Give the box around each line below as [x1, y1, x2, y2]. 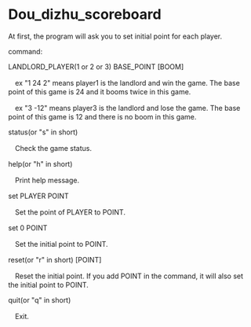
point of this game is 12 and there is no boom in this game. [8, 112, 197, 121]
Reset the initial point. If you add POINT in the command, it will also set [14, 271, 244, 281]
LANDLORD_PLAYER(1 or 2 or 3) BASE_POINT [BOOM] [8, 61, 184, 72]
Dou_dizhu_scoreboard [8, 6, 162, 24]
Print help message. [14, 175, 80, 185]
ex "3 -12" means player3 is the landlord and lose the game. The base [14, 103, 241, 112]
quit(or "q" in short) [8, 295, 71, 304]
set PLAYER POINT [8, 191, 69, 200]
